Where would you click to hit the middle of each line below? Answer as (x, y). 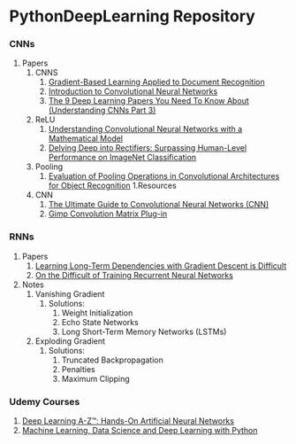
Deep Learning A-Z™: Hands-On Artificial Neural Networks (128, 421)
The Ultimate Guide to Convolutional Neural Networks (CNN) (159, 205)
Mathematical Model (86, 138)
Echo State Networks (100, 322)
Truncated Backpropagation (112, 360)
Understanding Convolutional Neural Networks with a (145, 129)
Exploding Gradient (70, 341)
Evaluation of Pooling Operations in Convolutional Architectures (164, 176)
